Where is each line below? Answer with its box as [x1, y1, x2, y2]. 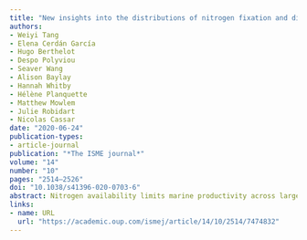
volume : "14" [9, 157, 59, 167]
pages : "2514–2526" [9, 174, 84, 183]
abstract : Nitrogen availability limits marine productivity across [9, 192, 276, 201]
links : [9, 200, 35, 210]
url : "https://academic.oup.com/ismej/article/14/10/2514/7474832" [17, 216, 281, 226]
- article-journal [9, 141, 79, 150]
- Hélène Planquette [9, 89, 89, 99]
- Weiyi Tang [9, 30, 59, 39]
